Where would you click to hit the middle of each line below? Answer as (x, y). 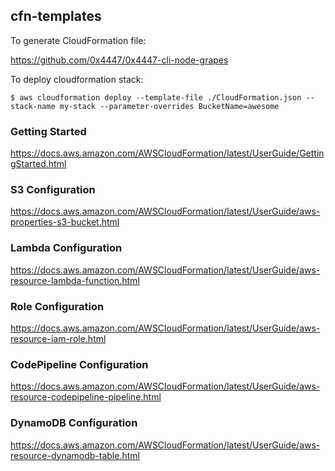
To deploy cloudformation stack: (77, 79)
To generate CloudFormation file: (78, 40)
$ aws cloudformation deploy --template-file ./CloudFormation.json (156, 97)
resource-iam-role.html (58, 338)
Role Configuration (57, 306)
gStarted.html (38, 164)
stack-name (33, 106)
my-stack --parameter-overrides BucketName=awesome (169, 106)
